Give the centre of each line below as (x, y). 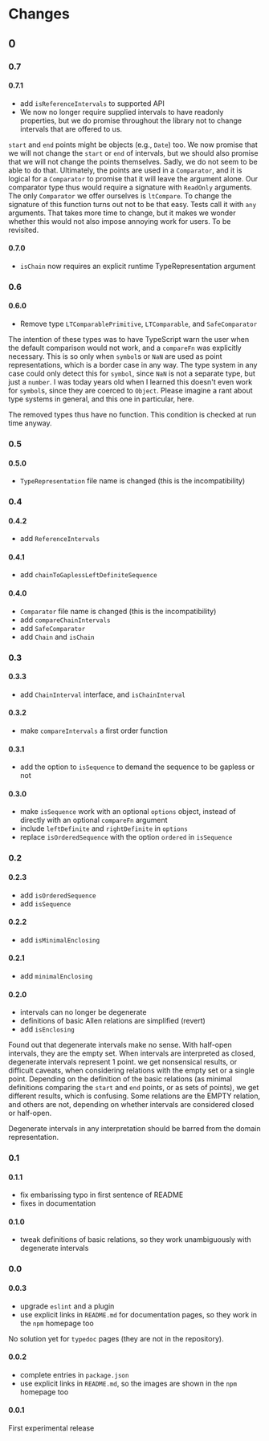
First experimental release (51, 1428)
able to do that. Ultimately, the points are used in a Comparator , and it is (125, 170)
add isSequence (45, 903)
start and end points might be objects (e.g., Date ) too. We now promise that (133, 145)
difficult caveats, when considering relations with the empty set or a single (132, 1071)
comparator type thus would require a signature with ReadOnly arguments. (130, 187)
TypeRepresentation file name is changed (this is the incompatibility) (132, 481)
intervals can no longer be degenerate (83, 1012)
